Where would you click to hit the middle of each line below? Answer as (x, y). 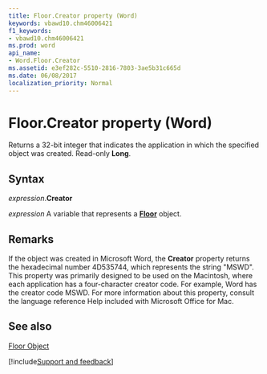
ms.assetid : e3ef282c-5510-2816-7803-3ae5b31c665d (95, 68)
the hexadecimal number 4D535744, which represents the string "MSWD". (131, 267)
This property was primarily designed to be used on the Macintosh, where (131, 276)
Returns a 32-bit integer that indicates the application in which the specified (133, 145)
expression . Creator (40, 199)
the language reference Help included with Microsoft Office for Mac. (121, 302)
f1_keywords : (30, 31)
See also (30, 327)
